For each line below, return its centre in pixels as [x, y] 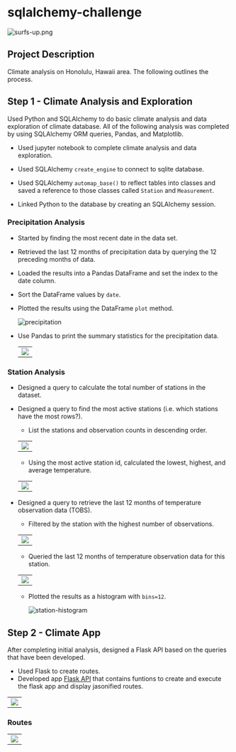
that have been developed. [46, 657]
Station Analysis [36, 372]
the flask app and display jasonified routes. [80, 686]
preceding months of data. [56, 259]
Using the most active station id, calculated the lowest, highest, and [127, 462]
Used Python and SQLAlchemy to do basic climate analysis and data [107, 119]
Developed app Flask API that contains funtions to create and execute [119, 678]
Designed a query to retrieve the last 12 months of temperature [109, 503]
